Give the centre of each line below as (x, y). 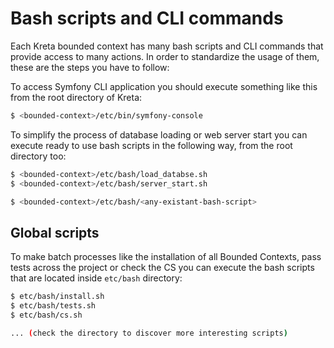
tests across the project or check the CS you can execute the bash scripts (162, 268)
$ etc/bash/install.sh (57, 297)
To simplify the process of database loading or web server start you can (159, 134)
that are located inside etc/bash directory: (96, 278)
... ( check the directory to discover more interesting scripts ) (149, 333)
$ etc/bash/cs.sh (46, 315)
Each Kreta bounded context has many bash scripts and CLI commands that (167, 46)
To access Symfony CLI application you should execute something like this (164, 86)
